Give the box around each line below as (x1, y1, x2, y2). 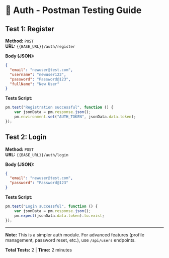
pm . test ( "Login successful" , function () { (5, 204, 98, 209)
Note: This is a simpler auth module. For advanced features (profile (5, 231, 145, 238)
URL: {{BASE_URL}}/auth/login (5, 151, 69, 157)
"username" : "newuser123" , (10, 72, 66, 77)
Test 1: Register (5, 25, 54, 33)
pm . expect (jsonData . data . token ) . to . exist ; (14, 213, 105, 218)
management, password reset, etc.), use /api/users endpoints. (5, 237, 136, 243)
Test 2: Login (5, 133, 47, 141)
